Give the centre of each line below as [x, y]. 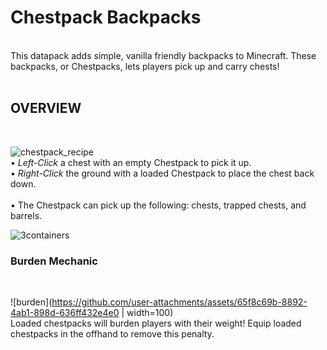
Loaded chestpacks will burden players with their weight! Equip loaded [156, 323]
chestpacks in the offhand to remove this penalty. [112, 334]
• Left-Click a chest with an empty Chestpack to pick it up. [131, 162]
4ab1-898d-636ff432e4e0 [65, 313]
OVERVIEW [46, 108]
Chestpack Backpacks [106, 17]
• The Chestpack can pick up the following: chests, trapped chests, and [158, 205]
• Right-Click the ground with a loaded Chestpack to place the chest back [162, 173]
